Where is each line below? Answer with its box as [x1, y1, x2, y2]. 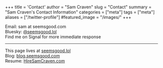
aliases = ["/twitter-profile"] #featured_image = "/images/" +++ [5, 14, 131, 20]
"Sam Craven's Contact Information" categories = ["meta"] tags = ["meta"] [5, 9, 155, 15]
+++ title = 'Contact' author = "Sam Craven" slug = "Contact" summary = [5, 4, 152, 10]
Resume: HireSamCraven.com [5, 58, 65, 64]
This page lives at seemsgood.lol [5, 48, 71, 54]
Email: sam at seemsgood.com [5, 24, 66, 29]
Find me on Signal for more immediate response [5, 34, 101, 40]
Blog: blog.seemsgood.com [5, 53, 60, 58]
